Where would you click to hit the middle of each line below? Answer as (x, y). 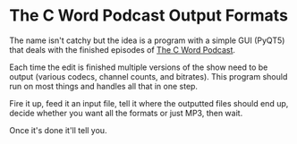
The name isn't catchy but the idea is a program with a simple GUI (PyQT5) (147, 40)
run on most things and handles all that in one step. (104, 86)
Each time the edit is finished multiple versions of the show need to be (139, 67)
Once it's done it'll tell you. (58, 130)
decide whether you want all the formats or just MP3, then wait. (126, 113)
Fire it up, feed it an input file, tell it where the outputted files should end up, (149, 103)
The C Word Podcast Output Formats (149, 16)
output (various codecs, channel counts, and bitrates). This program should (148, 76)
